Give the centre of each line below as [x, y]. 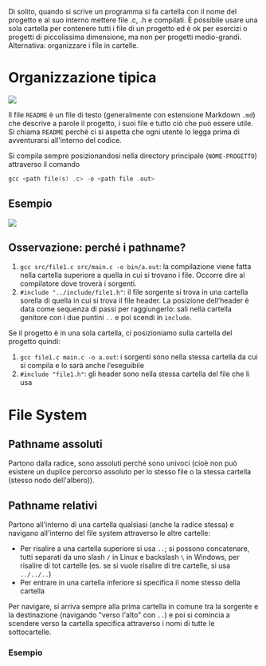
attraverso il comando [44, 164]
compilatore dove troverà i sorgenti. [78, 283]
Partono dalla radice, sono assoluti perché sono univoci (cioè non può [123, 463]
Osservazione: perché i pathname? [97, 248]
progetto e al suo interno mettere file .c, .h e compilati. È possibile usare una [133, 20]
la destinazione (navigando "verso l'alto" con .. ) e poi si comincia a [119, 615]
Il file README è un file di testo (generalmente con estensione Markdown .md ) [132, 114]
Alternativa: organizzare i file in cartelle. [74, 46]
